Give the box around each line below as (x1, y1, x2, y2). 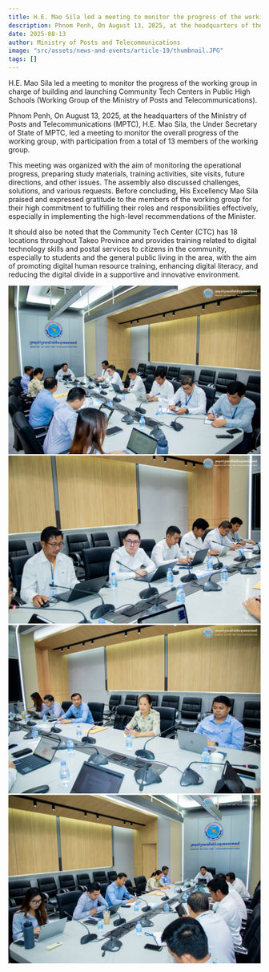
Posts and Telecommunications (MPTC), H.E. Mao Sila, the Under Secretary (8, 119, 258, 128)
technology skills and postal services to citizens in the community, (8, 245, 227, 253)
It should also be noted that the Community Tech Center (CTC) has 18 (8, 227, 238, 237)
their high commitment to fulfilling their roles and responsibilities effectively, (8, 203, 259, 213)
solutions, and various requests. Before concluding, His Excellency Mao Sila (8, 186, 259, 196)
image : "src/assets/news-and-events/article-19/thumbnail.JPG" (8, 47, 224, 55)
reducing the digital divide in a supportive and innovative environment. (8, 269, 241, 279)
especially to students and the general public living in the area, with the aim (8, 253, 257, 262)
